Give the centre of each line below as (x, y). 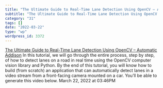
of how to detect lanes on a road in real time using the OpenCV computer (78, 60)
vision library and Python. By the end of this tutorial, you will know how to (78, 65)
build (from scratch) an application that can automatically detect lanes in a (79, 70)
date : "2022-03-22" (25, 27)
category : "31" (20, 18)
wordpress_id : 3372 (25, 37)
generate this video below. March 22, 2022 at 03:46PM (60, 80)
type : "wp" (16, 32)
